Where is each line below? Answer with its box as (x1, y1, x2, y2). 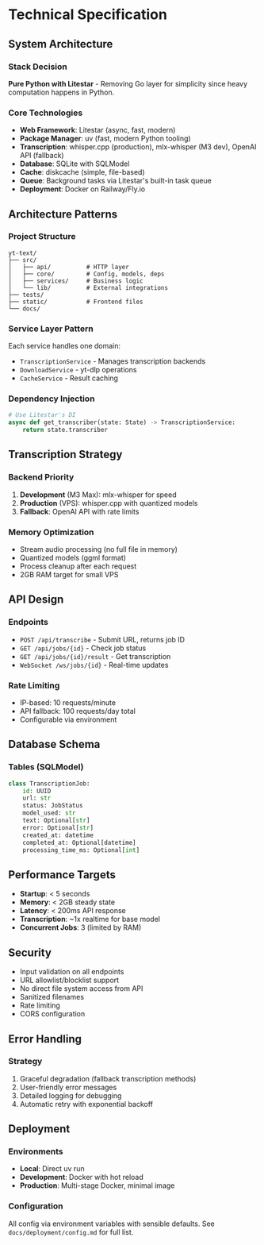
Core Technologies (8, 107, 83, 118)
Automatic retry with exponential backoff (19, 1099, 153, 1108)
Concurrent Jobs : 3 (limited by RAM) (19, 923, 142, 932)
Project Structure (8, 231, 76, 242)
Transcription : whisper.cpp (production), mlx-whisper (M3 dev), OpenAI (19, 142, 257, 152)
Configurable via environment (19, 715, 117, 724)
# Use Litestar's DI (8, 411, 77, 419)
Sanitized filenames (19, 993, 85, 1002)
